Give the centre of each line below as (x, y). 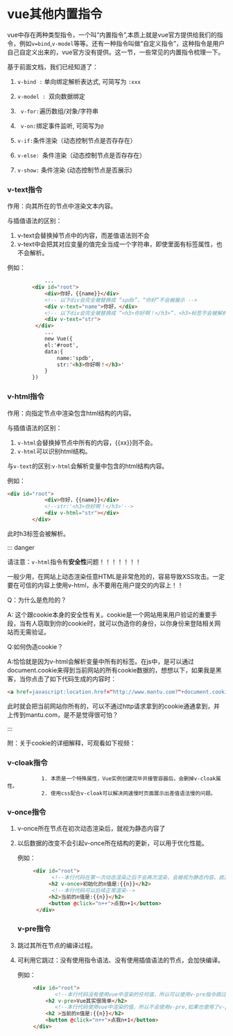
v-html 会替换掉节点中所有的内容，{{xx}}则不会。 (87, 442)
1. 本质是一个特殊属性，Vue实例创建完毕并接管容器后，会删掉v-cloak (129, 779)
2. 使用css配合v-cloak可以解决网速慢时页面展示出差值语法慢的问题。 (129, 794)
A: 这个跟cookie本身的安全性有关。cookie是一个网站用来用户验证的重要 (109, 614)
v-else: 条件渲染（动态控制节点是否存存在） (81, 155)
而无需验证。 (31, 632)
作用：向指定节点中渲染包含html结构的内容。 (71, 413)
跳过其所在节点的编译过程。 (57, 945)
